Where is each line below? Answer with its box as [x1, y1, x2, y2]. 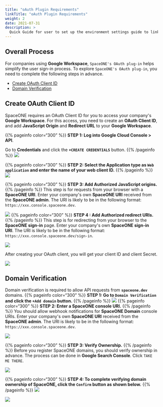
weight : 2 [5, 16, 25, 21]
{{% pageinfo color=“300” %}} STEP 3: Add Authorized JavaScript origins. [5, 181, 158, 187]
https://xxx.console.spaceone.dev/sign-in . [5, 233, 94, 238]
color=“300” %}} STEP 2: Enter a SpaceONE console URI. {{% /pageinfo [5, 303, 151, 309]
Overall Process [5, 48, 54, 56]
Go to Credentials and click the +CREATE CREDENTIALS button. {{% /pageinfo [5, 147, 155, 153]
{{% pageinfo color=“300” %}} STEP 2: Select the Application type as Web [5, 162, 154, 168]
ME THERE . [5, 358, 24, 364]
